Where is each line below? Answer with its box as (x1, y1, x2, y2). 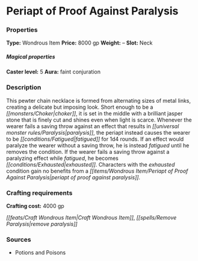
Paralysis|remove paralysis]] (6, 221, 78, 228)
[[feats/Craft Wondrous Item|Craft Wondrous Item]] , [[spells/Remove (6, 214, 177, 221)
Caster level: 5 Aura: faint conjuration (6, 68, 101, 76)
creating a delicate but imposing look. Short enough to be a (6, 103, 153, 111)
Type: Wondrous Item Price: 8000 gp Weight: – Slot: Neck (6, 39, 153, 46)
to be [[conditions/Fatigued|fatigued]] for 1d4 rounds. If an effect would (6, 135, 184, 143)
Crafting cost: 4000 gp (6, 203, 64, 210)
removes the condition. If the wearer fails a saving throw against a (6, 148, 170, 155)
